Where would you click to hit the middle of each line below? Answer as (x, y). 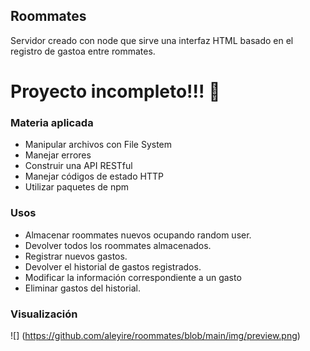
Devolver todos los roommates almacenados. (118, 245)
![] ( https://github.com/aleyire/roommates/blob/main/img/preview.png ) (155, 335)
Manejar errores (58, 155)
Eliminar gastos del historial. (83, 288)
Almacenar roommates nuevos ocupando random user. (138, 235)
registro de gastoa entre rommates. (83, 51)
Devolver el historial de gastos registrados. (113, 266)
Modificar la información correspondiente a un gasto (133, 277)
